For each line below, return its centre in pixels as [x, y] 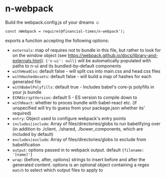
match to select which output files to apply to [57, 170]
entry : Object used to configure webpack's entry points [69, 118]
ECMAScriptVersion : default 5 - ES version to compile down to [75, 97]
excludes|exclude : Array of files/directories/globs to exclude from [79, 139]
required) [22, 113]
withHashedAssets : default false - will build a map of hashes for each [82, 76]
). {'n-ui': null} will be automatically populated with [96, 60]
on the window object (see [39, 55]
